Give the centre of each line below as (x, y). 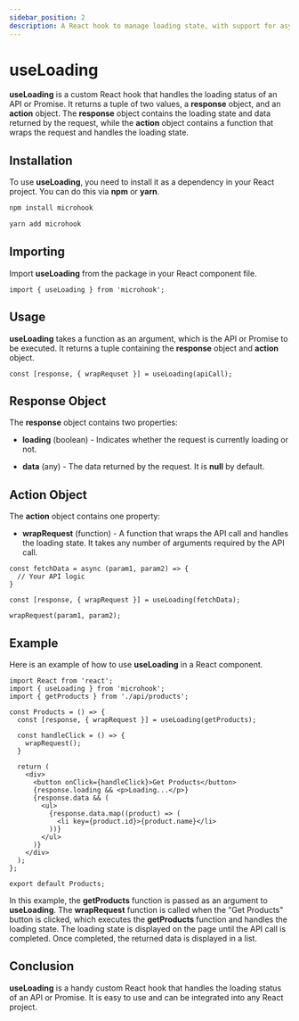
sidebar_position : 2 (48, 17)
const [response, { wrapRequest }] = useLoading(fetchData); (125, 600)
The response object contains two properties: (93, 423)
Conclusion (42, 966)
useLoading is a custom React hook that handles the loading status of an (143, 95)
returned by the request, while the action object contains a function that (141, 123)
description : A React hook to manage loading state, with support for (143, 26)
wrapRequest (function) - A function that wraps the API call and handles (155, 534)
